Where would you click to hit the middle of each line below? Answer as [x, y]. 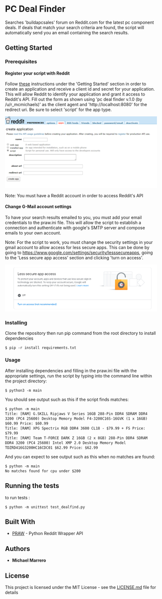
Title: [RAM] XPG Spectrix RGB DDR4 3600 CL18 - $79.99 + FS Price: [75, 428]
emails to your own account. [33, 233]
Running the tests [32, 486]
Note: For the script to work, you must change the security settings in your [79, 242]
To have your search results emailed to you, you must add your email [74, 217]
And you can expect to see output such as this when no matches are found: [80, 457]
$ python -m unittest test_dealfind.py [45, 507]
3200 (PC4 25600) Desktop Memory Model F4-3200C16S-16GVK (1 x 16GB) [76, 418]
